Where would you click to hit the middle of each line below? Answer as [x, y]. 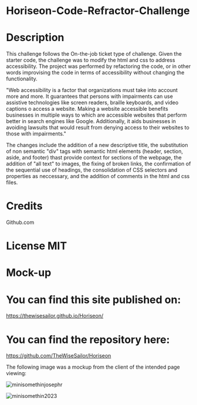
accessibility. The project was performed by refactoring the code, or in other [98, 66]
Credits [24, 206]
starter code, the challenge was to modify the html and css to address [91, 60]
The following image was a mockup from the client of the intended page [93, 367]
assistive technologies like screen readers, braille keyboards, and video [92, 103]
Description [35, 38]
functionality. [22, 79]
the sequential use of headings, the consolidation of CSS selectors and [92, 170]
